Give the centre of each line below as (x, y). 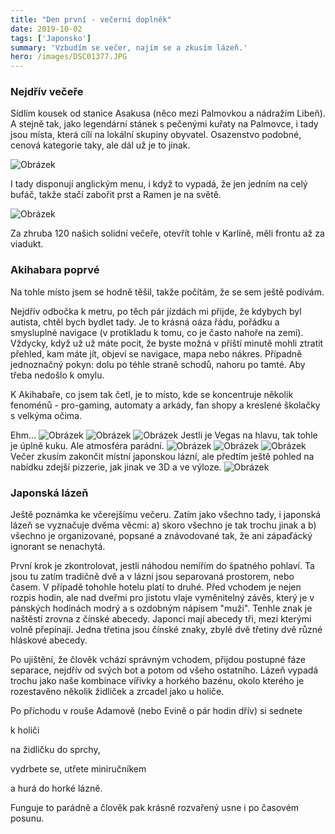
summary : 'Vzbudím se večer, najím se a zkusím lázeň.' (129, 47)
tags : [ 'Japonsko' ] (51, 38)
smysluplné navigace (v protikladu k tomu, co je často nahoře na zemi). (157, 332)
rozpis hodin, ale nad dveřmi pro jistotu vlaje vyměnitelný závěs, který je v (162, 598)
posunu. (27, 818)
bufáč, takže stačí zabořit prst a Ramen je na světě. (116, 195)
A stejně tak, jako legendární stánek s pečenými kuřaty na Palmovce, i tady (164, 124)
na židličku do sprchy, (55, 750)
